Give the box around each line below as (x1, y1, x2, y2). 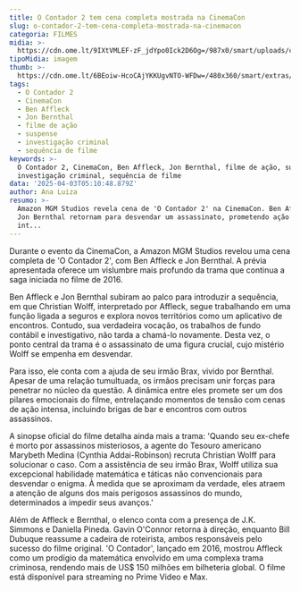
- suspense (17, 130, 58, 139)
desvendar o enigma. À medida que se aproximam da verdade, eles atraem (9, 477, 286, 488)
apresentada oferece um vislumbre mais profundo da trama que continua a (9, 265, 286, 275)
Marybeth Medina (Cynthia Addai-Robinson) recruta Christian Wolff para (9, 449, 277, 460)
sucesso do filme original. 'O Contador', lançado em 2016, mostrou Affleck (9, 543, 283, 553)
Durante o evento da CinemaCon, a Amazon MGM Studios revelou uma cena (9, 245, 290, 256)
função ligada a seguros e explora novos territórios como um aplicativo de (9, 310, 283, 321)
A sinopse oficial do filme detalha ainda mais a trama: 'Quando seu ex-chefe (9, 430, 290, 441)
